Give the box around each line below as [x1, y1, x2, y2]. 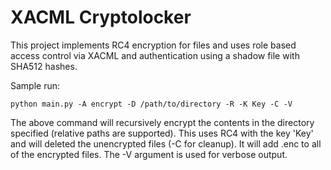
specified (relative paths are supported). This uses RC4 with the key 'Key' [10, 127, 314, 139]
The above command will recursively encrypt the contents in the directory [10, 116, 315, 128]
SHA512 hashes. [10, 60, 78, 72]
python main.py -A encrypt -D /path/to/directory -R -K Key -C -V [10, 99, 293, 109]
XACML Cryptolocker [10, 6, 192, 29]
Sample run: [10, 79, 61, 91]
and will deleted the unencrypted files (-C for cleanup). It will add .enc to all [10, 137, 322, 150]
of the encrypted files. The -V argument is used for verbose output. [10, 148, 288, 160]
